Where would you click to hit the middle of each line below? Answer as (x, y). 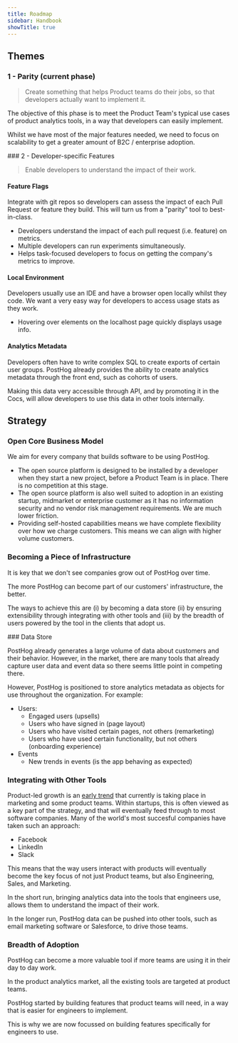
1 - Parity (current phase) (52, 76)
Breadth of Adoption (43, 945)
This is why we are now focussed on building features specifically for (109, 1024)
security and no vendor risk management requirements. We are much (120, 508)
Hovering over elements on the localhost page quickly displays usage (120, 322)
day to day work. (32, 968)
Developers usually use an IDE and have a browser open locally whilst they (117, 294)
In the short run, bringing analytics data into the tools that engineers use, (114, 897)
